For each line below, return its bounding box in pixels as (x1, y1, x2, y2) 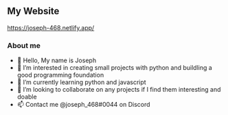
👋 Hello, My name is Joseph (16, 56, 97, 64)
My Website (7, 5, 60, 17)
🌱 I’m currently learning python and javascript (16, 78, 146, 86)
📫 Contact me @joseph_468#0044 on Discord (16, 101, 150, 109)
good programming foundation (16, 71, 104, 79)
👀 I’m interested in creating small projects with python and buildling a (16, 64, 213, 72)
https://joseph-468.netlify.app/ (7, 23, 95, 31)
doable (16, 92, 37, 101)
